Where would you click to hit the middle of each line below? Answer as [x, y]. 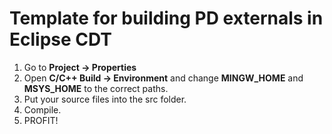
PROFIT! [41, 120]
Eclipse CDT [61, 39]
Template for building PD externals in [166, 18]
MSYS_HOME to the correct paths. [96, 88]
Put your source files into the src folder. [105, 99]
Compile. [42, 109]
